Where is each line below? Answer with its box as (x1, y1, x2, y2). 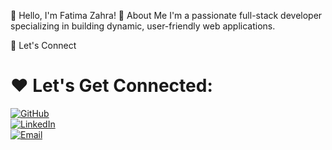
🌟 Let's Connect (10, 40, 77, 51)
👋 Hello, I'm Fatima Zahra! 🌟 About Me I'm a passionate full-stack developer (10, 10, 323, 21)
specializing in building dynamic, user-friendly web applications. (10, 20, 276, 32)
